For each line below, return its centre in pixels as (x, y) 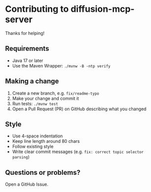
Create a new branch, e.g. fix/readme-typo (56, 93)
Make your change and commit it (45, 98)
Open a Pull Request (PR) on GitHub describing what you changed (79, 109)
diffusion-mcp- (103, 9)
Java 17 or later (28, 61)
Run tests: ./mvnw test (35, 103)
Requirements (27, 48)
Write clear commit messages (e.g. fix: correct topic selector (78, 152)
